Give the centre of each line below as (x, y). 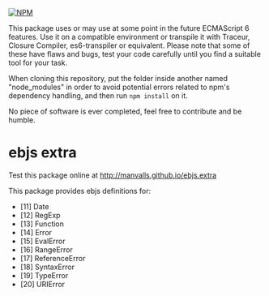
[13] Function (42, 224)
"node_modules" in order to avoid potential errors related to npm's (119, 87)
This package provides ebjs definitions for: (80, 191)
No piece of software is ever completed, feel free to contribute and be (125, 111)
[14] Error (36, 232)
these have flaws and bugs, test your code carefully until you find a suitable (135, 54)
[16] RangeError (46, 249)
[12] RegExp (40, 215)
